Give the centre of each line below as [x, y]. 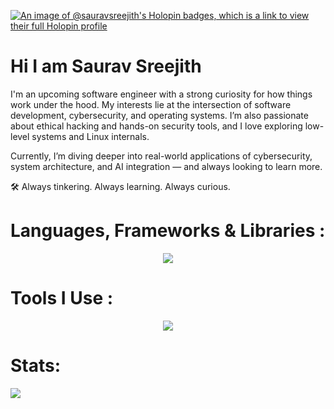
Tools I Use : [62, 298]
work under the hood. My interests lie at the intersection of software [151, 104]
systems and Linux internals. [90, 136]
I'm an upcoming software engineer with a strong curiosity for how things [161, 94]
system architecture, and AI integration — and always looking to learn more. [166, 166]
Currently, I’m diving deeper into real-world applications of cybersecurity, [161, 156]
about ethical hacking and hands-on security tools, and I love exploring [156, 126]
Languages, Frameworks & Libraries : [168, 231]
